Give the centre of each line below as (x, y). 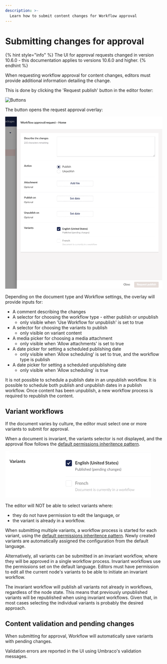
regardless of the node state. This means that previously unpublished (77, 592)
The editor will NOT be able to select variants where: (59, 505)
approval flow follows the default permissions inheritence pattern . (73, 444)
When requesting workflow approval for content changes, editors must (78, 76)
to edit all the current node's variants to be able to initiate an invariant (77, 572)
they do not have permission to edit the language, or (66, 515)
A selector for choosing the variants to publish (60, 327)
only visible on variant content (51, 333)
